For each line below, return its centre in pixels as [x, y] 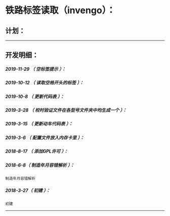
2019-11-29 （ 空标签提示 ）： [36, 69]
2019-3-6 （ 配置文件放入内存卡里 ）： [45, 138]
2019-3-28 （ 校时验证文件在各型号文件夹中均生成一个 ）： [66, 110]
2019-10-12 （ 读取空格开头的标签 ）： [45, 83]
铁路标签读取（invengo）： [60, 10]
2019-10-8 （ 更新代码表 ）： [35, 96]
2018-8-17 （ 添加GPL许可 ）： [37, 151]
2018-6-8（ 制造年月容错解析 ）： [40, 165]
